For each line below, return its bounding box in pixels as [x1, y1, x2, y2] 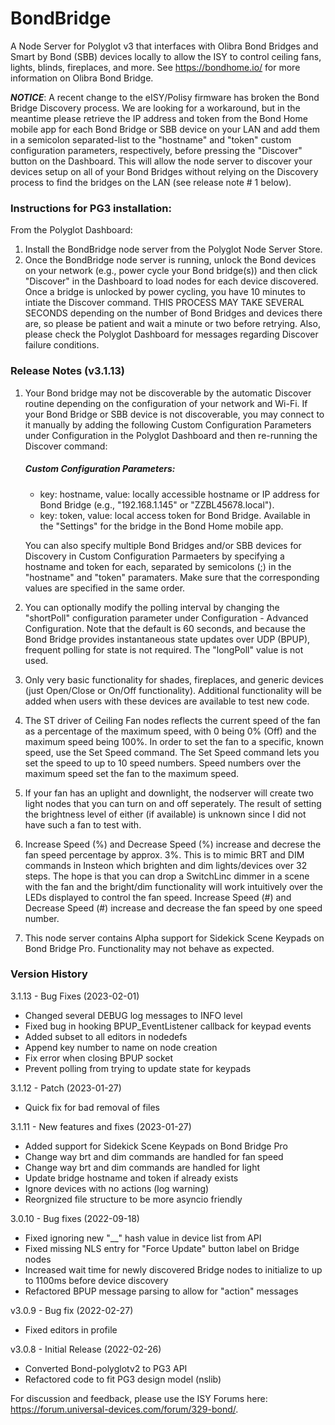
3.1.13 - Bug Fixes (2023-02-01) [10, 990, 140, 1002]
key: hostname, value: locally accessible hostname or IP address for [39, 488, 320, 500]
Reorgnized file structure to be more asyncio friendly [24, 1193, 243, 1205]
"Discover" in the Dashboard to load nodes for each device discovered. [24, 275, 319, 287]
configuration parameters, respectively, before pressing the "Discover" [10, 144, 303, 156]
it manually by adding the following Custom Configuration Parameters [24, 418, 312, 431]
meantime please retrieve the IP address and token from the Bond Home [10, 112, 308, 124]
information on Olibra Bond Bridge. [10, 72, 154, 84]
